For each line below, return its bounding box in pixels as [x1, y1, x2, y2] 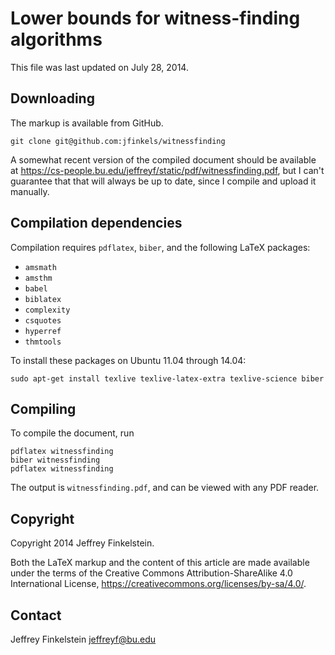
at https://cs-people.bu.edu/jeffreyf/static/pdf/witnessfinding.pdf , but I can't [10, 164, 325, 176]
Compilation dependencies [10, 215, 183, 232]
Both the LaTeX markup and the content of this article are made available [10, 557, 310, 569]
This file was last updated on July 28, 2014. [10, 61, 189, 73]
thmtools [24, 337, 62, 347]
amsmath [24, 262, 57, 272]
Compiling [10, 400, 77, 417]
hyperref [24, 326, 62, 336]
